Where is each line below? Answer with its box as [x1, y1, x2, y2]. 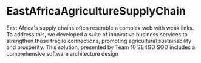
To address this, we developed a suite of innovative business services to [6, 30, 188, 38]
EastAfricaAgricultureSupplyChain [6, 4, 186, 18]
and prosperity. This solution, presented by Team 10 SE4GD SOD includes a [6, 44, 196, 51]
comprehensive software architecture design [6, 50, 118, 57]
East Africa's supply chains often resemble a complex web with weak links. [6, 24, 194, 31]
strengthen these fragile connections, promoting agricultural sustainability [6, 37, 192, 44]
